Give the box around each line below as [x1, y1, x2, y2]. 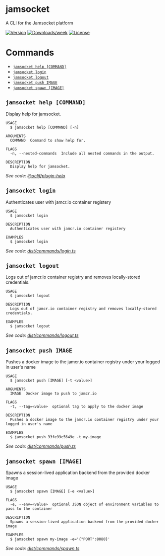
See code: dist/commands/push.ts [5, 443, 76, 449]
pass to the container [5, 506, 53, 511]
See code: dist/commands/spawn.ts [5, 545, 80, 551]
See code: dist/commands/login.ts [5, 247, 76, 254]
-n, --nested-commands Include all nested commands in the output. [10, 151, 155, 156]
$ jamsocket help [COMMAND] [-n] [10, 125, 79, 130]
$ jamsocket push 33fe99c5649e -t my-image [10, 435, 101, 440]
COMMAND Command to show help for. [10, 138, 86, 143]
